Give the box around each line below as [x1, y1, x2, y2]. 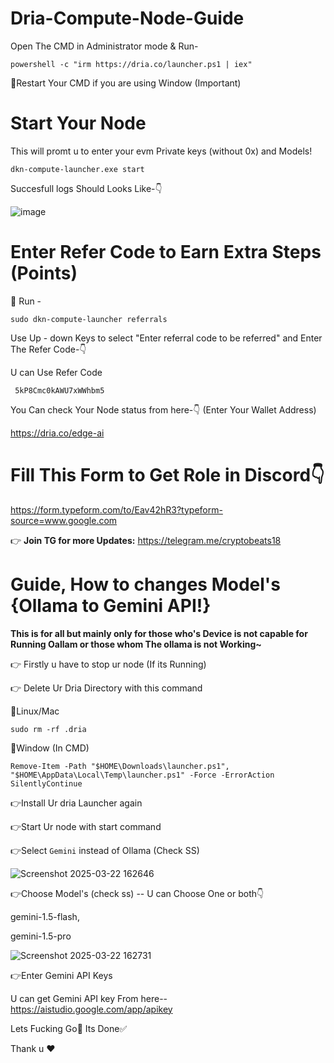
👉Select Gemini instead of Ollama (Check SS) [10, 844, 200, 856]
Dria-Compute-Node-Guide [10, 7, 245, 30]
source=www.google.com [10, 514, 118, 526]
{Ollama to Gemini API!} [10, 594, 212, 617]
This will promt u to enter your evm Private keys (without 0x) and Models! [10, 145, 313, 157]
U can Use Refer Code [10, 366, 103, 378]
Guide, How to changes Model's [10, 573, 281, 596]
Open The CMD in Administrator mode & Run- [10, 40, 199, 52]
